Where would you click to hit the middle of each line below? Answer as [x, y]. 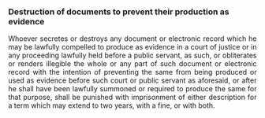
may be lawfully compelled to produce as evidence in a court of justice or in [132, 47]
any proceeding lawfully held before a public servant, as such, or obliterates [132, 55]
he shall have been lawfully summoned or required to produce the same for [132, 89]
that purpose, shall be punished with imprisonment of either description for [132, 98]
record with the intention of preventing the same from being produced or [132, 72]
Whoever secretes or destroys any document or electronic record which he [132, 39]
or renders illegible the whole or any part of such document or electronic [132, 64]
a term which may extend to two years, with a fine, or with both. [112, 105]
